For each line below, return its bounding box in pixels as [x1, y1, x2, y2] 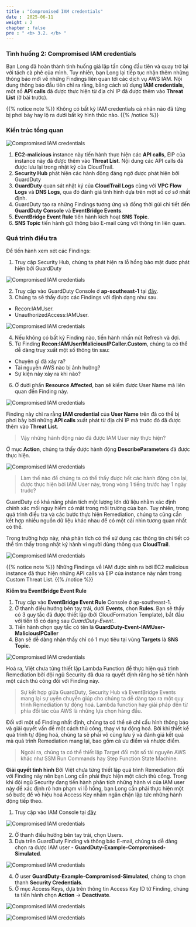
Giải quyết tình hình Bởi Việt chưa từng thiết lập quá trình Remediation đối [6, 767, 184, 774]
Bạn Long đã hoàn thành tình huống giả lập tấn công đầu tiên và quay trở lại [6, 63, 188, 70]
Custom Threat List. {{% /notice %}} [6, 576, 94, 583]
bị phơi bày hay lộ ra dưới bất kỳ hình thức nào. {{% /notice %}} [6, 112, 159, 119]
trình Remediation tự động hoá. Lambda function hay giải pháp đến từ [20, 701, 188, 709]
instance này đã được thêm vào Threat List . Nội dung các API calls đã [14, 157, 183, 164]
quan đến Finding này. [14, 388, 68, 395]
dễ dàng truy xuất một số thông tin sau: [14, 347, 110, 354]
